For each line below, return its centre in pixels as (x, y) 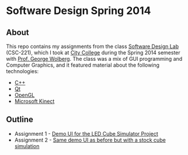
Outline (20, 120)
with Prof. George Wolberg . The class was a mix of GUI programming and (94, 59)
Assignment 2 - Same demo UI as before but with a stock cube (90, 140)
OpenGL (25, 95)
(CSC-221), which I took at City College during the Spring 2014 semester (93, 53)
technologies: (22, 71)
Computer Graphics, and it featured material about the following (83, 65)
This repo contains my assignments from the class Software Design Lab (93, 46)
